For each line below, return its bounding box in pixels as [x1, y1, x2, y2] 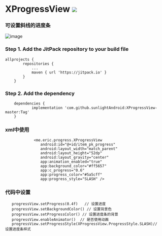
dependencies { [14, 101, 45, 106]
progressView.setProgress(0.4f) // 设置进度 [11, 201, 106, 206]
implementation [31, 105, 63, 110]
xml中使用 [5, 127, 30, 133]
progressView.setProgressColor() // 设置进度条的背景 [11, 212, 119, 217]
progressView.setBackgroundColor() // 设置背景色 [11, 206, 112, 211]
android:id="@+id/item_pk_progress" [40, 142, 116, 147]
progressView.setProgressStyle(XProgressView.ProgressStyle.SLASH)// [11, 221, 158, 226]
